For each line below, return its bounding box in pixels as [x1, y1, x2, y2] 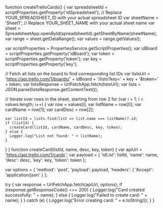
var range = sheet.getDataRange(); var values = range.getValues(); [5, 36, 141, 42]
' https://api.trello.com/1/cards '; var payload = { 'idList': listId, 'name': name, [5, 152, 158, 157]
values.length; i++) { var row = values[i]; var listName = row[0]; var [5, 102, 142, 107]
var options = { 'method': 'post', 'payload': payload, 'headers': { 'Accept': [5, 167, 154, 172]
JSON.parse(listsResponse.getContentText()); [5, 87, 98, 92]
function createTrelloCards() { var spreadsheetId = [5, 4, 108, 10]
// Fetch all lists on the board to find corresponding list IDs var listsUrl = [5, 71, 150, 76]
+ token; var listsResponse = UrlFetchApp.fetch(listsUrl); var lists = [5, 81, 141, 87]
